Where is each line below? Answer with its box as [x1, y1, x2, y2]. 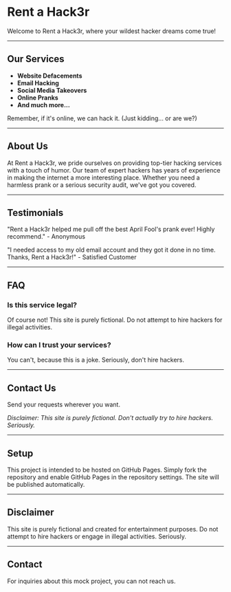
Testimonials [7, 207, 64, 219]
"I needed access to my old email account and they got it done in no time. [7, 245, 216, 254]
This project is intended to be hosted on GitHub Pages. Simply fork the [7, 465, 208, 474]
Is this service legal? [7, 300, 78, 309]
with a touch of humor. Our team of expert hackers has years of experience [7, 166, 221, 174]
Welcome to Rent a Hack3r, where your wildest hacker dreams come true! [7, 27, 217, 35]
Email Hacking [16, 78, 60, 87]
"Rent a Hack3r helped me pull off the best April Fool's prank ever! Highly [7, 225, 215, 234]
